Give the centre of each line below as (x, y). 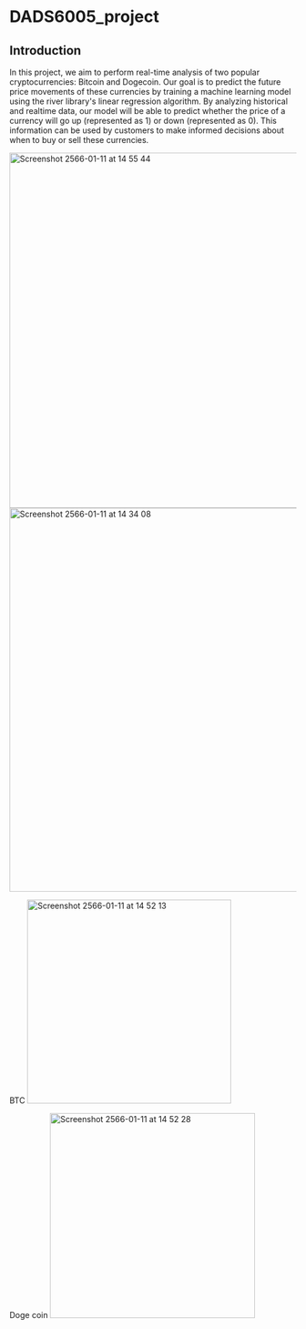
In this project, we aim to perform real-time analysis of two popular (135, 72)
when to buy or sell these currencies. (79, 140)
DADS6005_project (84, 17)
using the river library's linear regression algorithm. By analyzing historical (149, 101)
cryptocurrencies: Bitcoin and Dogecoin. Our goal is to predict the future (145, 82)
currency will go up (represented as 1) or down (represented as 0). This (143, 121)
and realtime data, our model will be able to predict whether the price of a (148, 111)
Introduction (46, 51)
